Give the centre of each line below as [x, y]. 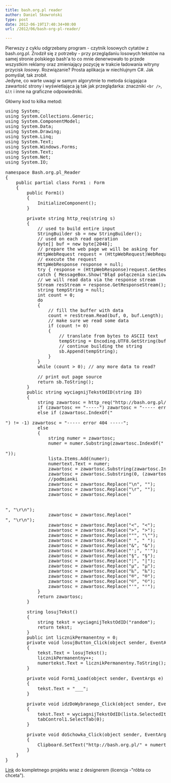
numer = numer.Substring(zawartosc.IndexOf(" [106, 443]
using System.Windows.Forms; [41, 147]
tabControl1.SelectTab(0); [71, 719]
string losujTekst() [52, 612]
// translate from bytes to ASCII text [109, 336]
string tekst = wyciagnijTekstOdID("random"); [97, 622]
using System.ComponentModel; [43, 121]
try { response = [59, 270]
